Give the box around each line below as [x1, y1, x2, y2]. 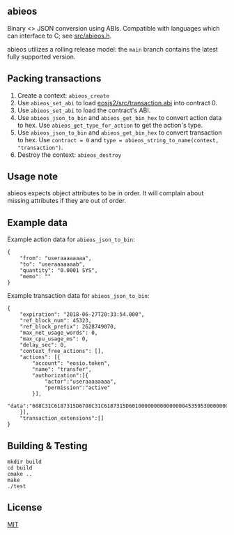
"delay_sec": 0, [19, 342, 68, 349]
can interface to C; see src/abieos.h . [7, 31, 112, 40]
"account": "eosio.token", [32, 360, 111, 367]
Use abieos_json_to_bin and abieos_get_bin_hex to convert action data [17, 113, 222, 121]
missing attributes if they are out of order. [7, 197, 127, 205]
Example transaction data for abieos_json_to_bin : [7, 292, 150, 300]
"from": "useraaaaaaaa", [19, 255, 92, 262]
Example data [7, 216, 68, 229]
